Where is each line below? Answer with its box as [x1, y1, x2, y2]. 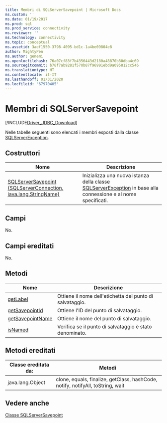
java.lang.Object [7, 379, 46, 386]
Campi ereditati [5, 241, 54, 250]
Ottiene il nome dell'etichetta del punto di [57, 292, 153, 299]
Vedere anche [5, 399, 50, 408]
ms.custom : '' [5, 12, 35, 17]
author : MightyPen [5, 49, 43, 54]
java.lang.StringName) [7, 191, 60, 198]
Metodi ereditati [5, 346, 56, 355]
